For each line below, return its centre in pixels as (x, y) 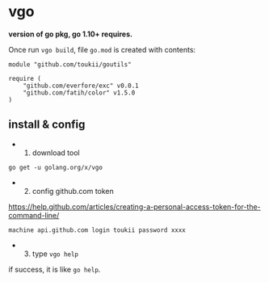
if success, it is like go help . (55, 269)
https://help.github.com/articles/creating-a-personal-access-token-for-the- (134, 206)
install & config (47, 125)
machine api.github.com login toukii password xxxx (97, 230)
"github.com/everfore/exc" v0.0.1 (81, 86)
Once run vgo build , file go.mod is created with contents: (102, 49)
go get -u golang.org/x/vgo (56, 167)
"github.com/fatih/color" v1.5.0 (79, 93)
